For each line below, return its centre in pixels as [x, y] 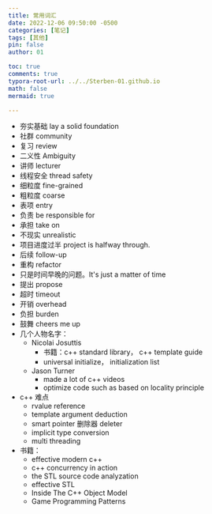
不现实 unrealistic [48, 235]
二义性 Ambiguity [48, 156]
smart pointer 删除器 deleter [77, 424]
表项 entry [36, 206]
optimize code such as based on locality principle [124, 387]
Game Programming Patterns [78, 501]
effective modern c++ [67, 459]
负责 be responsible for [57, 215]
